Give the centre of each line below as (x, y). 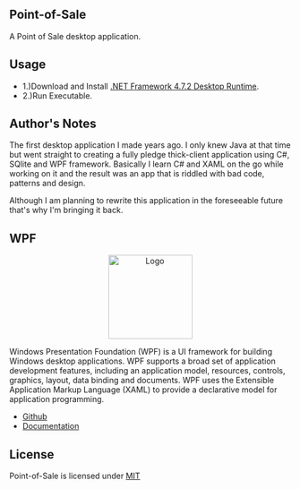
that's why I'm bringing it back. (66, 210)
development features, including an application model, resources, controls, (147, 371)
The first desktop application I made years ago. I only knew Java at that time (150, 145)
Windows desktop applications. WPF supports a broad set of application (142, 361)
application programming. (57, 399)
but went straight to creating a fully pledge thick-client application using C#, (150, 155)
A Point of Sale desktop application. (75, 36)
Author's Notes (53, 124)
